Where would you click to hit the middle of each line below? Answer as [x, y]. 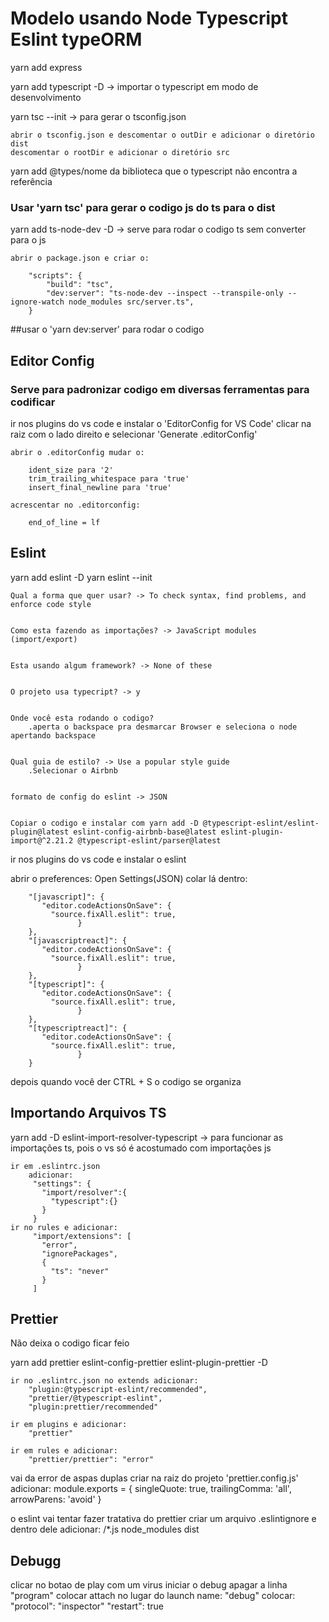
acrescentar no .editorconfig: [75, 505]
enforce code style [51, 604]
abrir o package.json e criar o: [80, 258]
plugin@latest [40, 832]
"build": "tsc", [80, 285]
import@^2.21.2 [42, 840]
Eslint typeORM [76, 39]
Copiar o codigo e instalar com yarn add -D [104, 823]
